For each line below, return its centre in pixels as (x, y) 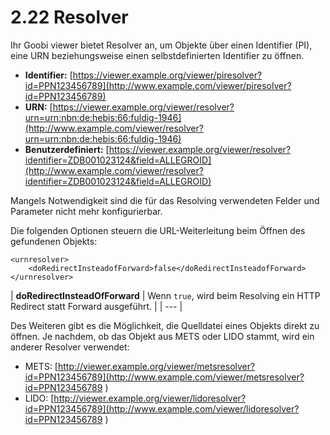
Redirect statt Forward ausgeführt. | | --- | (96, 306)
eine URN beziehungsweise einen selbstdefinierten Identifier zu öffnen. (157, 55)
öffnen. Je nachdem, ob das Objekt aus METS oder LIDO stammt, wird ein (162, 336)
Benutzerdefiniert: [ (67, 149)
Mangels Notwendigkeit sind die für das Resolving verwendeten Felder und (165, 200)
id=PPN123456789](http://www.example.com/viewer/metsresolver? (164, 377)
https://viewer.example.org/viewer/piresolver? (167, 75)
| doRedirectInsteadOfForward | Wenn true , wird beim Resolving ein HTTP (165, 295)
